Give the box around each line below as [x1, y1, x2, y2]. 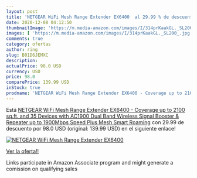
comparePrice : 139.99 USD [6, 80, 69, 85]
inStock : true [6, 85, 41, 91]
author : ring [6, 47, 38, 53]
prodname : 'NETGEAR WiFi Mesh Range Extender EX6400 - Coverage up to [6, 90, 182, 96]
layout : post [6, 8, 38, 15]
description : [6, 57, 38, 63]
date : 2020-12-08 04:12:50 [6, 19, 72, 25]
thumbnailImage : [6, 25, 46, 31]
